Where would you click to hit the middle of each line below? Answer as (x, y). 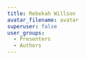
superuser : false (32, 26)
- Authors (27, 46)
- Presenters (32, 39)
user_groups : (26, 33)
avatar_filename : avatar (43, 20)
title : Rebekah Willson (42, 13)
